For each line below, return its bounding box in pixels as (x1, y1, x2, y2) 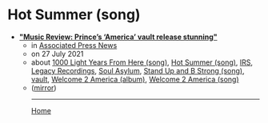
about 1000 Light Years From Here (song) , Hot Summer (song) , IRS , (30, 58, 254, 67)
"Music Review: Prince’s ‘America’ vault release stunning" (18, 32, 218, 42)
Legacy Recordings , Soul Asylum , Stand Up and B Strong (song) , (30, 65, 245, 75)
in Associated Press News (30, 40, 118, 50)
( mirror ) (30, 82, 57, 93)
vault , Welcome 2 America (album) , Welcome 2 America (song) (30, 74, 239, 84)
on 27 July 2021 (30, 49, 84, 58)
